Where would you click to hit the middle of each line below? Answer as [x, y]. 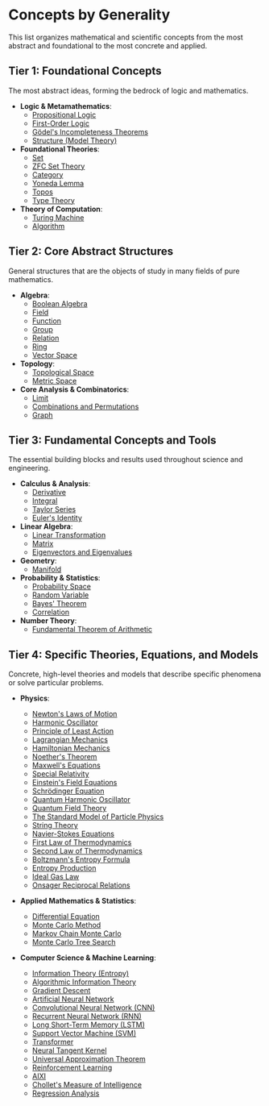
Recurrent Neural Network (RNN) [87, 1017]
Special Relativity [61, 774]
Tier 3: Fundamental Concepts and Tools [112, 440]
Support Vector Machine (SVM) [84, 1033]
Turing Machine [58, 217]
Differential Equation [66, 917]
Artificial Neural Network [73, 999]
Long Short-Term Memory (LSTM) [88, 1025]
